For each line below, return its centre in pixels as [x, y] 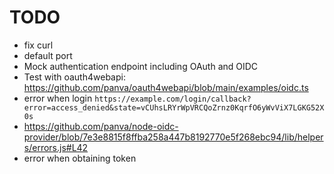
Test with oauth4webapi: [74, 77]
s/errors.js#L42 [56, 147]
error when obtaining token [80, 158]
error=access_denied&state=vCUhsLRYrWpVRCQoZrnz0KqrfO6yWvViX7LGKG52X [174, 107]
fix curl [38, 45]
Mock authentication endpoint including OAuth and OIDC [141, 66]
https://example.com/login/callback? [173, 99]
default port [48, 55]
